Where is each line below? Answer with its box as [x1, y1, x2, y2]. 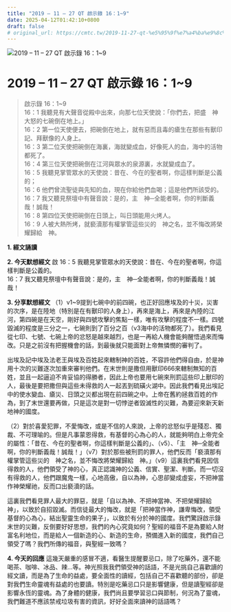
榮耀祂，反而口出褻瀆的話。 [19, 482, 98, 490]
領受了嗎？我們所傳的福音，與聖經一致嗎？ [7, 540, 128, 548]
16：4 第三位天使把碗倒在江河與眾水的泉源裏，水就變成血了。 [23, 160, 199, 168]
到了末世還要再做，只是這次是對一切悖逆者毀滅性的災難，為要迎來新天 [19, 399, 218, 407]
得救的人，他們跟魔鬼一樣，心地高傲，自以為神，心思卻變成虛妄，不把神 [12, 474, 218, 482]
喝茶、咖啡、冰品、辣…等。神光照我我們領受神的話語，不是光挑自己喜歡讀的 [7, 563, 223, 571]
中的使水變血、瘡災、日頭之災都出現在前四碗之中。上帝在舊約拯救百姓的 [7, 390, 212, 399]
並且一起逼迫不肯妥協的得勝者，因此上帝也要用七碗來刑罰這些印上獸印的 [19, 373, 224, 382]
